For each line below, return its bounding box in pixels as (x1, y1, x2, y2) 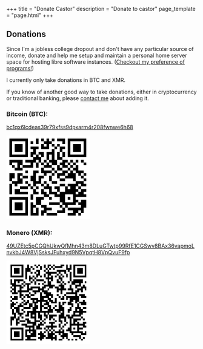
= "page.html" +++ (6, 12, 53, 19)
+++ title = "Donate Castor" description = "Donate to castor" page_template (6, 5, 196, 12)
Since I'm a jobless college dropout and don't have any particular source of (6, 45, 194, 52)
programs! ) (6, 64, 35, 72)
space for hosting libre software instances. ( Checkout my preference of (6, 58, 185, 66)
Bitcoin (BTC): (6, 109, 48, 118)
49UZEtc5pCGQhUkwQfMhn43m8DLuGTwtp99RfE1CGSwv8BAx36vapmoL (6, 242, 195, 249)
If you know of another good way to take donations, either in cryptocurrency (6, 88, 197, 95)
